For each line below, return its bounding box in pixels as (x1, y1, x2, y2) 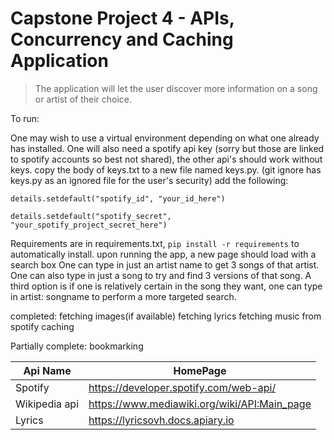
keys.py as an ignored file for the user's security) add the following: (10, 174, 289, 186)
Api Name (23, 363, 72, 377)
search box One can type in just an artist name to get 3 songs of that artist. (10, 258, 320, 271)
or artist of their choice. (34, 93, 133, 105)
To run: (10, 112, 40, 124)
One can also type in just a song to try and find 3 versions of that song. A (10, 269, 312, 281)
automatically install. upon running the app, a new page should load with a (10, 248, 317, 260)
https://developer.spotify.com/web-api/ (88, 380, 277, 394)
